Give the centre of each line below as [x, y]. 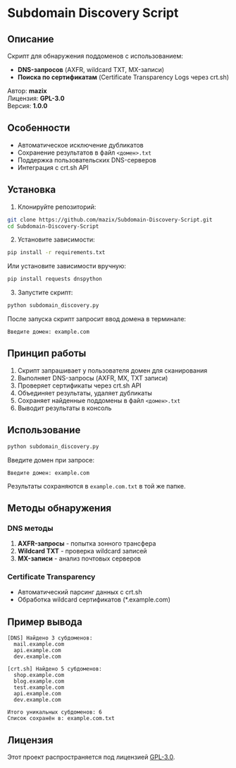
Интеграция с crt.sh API [53, 167]
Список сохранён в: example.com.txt [61, 719]
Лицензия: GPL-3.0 [36, 98]
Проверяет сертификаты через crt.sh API [80, 385]
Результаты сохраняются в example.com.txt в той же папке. [97, 486]
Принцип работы [47, 353]
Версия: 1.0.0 [27, 106]
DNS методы [30, 528]
